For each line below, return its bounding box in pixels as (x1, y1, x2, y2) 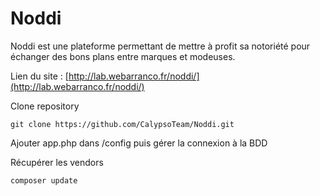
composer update (10, 175, 78, 186)
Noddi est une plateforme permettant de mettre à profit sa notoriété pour (10, 40, 311, 52)
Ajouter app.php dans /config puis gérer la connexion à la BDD (10, 137, 268, 149)
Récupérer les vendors (10, 156, 104, 168)
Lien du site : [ (10, 70, 69, 82)
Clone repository (10, 100, 80, 112)
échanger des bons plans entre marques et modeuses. (10, 50, 236, 62)
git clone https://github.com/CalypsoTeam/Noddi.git (10, 119, 235, 129)
